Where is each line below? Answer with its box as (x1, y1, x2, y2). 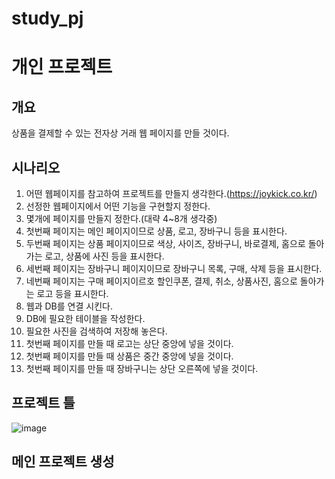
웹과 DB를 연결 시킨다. (25, 300, 113, 312)
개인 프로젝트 (11, 56, 113, 79)
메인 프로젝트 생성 (11, 453, 115, 471)
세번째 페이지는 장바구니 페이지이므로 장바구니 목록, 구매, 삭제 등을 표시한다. (25, 263, 323, 274)
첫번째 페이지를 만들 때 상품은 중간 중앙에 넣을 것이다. (25, 350, 234, 362)
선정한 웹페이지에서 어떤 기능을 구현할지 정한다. (25, 200, 211, 212)
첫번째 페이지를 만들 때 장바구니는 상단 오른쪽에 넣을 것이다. (25, 363, 259, 374)
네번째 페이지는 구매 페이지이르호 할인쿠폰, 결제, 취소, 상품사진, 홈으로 (25, 275, 298, 287)
